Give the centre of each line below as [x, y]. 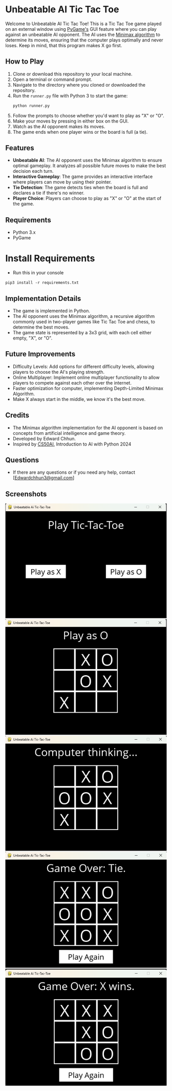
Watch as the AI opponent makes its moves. [59, 126]
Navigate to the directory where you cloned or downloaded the [79, 85]
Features [20, 148]
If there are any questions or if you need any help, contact [74, 472]
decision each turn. [33, 171]
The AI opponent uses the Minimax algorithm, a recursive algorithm [84, 316]
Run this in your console [38, 273]
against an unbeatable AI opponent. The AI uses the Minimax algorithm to [83, 34]
